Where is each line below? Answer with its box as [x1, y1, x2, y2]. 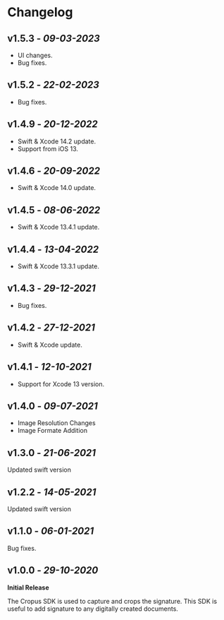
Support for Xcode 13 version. [17, 379, 104, 388]
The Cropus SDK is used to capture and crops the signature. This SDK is [7, 597, 217, 605]
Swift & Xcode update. [17, 340, 82, 349]
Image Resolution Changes [17, 419, 97, 427]
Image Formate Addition [17, 427, 88, 435]
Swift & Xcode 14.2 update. [17, 137, 97, 145]
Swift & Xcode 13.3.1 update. [17, 262, 100, 270]
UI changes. [17, 51, 53, 59]
